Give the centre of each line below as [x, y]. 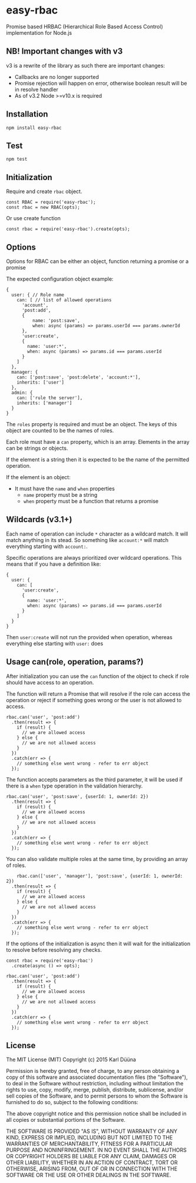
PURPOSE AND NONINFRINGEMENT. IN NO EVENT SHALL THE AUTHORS [97, 1150]
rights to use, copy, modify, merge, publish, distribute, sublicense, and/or [95, 1090]
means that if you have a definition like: [54, 564]
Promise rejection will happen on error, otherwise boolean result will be [101, 83]
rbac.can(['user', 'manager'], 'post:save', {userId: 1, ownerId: [100, 876]
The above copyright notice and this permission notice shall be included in [96, 1114]
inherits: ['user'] [41, 383]
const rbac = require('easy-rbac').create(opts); [68, 229]
